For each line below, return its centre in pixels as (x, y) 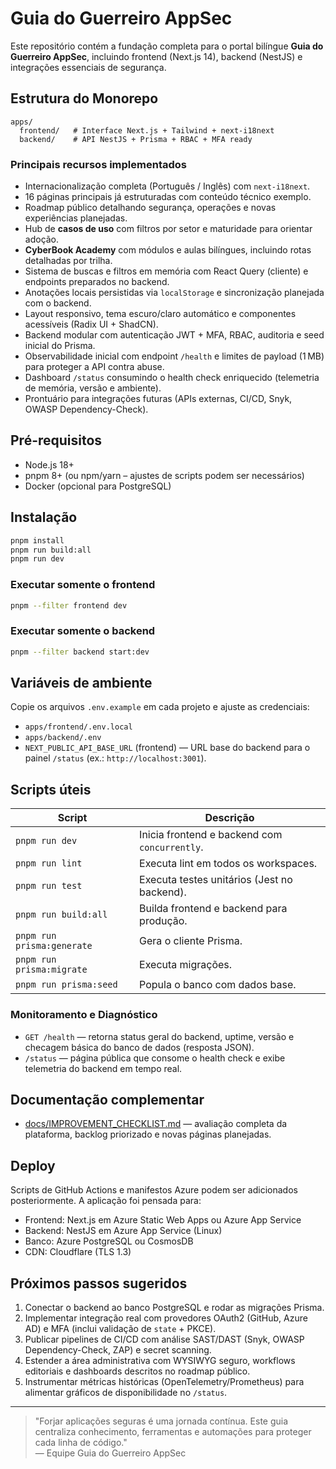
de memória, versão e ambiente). (93, 388)
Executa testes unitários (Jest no (216, 880)
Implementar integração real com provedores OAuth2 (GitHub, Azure (166, 1318)
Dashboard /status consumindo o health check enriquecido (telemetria (172, 378)
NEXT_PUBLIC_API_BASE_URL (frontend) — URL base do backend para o (167, 748)
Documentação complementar (107, 1099)
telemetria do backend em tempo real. (103, 1068)
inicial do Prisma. (60, 346)
